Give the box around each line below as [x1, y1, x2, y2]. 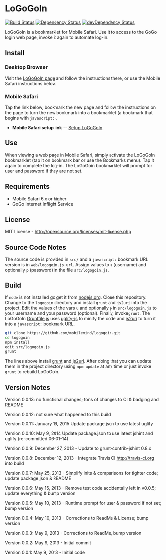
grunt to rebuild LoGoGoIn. [5, 369, 60, 375]
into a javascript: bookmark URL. [5, 321, 75, 327]
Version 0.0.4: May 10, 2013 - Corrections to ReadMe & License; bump [5, 515, 149, 521]
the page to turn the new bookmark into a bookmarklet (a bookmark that [5, 109, 153, 115]
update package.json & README [5, 475, 72, 481]
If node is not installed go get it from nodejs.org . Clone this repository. [5, 294, 147, 300]
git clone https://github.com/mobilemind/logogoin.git [5, 330, 121, 335]
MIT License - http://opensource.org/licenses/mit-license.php [5, 229, 131, 235]
